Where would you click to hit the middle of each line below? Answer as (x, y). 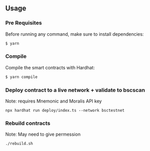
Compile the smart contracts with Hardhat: (50, 67)
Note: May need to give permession (43, 134)
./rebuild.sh (19, 144)
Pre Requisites (24, 23)
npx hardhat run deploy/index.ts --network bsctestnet (65, 111)
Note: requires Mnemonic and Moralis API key (54, 101)
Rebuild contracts (28, 123)
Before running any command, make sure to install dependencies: (75, 34)
